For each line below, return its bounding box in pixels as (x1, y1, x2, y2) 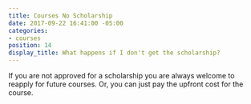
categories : (8, 26, 48, 34)
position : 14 (8, 42, 52, 50)
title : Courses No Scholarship (8, 11, 113, 20)
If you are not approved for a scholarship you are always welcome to (8, 71, 235, 80)
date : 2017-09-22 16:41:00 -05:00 (8, 19, 124, 27)
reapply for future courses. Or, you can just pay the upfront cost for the (8, 79, 244, 89)
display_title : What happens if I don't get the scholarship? (8, 49, 221, 57)
